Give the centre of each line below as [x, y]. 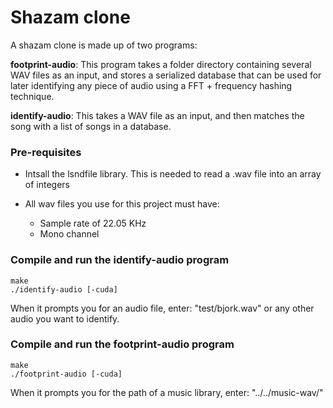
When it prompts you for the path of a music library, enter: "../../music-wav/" [167, 392]
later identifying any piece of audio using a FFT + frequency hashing [151, 85]
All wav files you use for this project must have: [122, 204]
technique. [32, 96]
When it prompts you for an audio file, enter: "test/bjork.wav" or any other [162, 308]
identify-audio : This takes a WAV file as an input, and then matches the [157, 115]
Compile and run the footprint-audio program [122, 344]
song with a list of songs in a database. [91, 126]
